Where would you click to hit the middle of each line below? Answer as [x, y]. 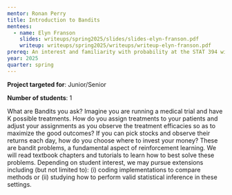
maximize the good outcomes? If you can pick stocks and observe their [109, 133]
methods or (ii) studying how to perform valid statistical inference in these [112, 177]
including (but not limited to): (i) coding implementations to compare [104, 170]
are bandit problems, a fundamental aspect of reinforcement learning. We [112, 147]
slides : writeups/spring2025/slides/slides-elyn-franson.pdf [109, 39]
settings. [20, 184]
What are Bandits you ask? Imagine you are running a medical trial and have [115, 111]
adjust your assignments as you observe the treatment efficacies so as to [112, 125]
